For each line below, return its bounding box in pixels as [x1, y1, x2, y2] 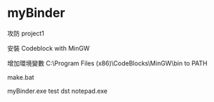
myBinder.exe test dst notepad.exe [7, 87, 108, 95]
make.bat [7, 72, 34, 82]
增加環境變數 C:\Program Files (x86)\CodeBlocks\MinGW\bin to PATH [7, 58, 208, 68]
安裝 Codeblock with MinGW [7, 44, 90, 52]
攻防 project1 [7, 29, 44, 37]
